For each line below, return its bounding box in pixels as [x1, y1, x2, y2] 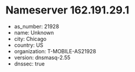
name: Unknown [14, 29, 54, 36]
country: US [14, 42, 44, 49]
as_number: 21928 [14, 23, 60, 30]
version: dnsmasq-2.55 [14, 54, 71, 61]
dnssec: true [14, 60, 45, 67]
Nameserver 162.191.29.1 [5, 4, 130, 17]
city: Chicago [14, 35, 47, 42]
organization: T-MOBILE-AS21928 [14, 47, 97, 54]
